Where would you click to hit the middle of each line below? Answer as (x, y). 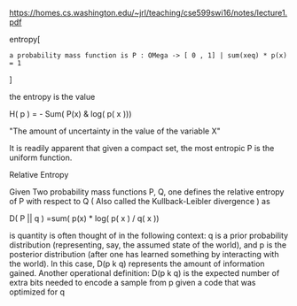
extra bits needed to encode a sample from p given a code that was (133, 283)
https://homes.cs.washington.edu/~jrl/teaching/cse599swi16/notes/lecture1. (148, 13)
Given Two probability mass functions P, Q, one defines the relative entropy (147, 192)
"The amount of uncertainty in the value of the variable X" (115, 131)
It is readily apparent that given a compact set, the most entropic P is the (142, 148)
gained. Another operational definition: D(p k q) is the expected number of (145, 273)
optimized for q (37, 292)
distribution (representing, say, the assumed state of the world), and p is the (148, 245)
